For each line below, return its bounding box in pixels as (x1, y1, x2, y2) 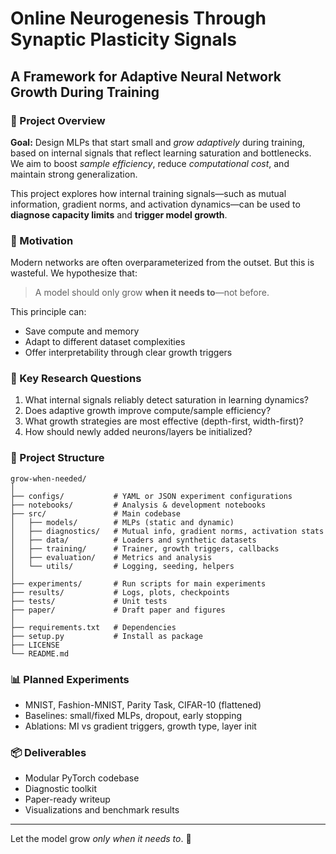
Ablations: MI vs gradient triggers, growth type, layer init (24, 720, 257, 732)
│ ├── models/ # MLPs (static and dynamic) (10, 517, 235, 527)
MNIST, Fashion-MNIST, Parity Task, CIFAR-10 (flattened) (24, 699, 262, 711)
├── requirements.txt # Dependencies (10, 622, 177, 632)
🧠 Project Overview (10, 113, 106, 127)
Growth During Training (10, 83, 160, 101)
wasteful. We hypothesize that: (10, 267, 138, 279)
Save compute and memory (24, 325, 140, 337)
